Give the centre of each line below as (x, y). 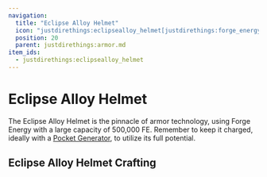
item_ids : (25, 52)
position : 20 (37, 38)
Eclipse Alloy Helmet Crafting (82, 163)
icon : (25, 30)
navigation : (28, 15)
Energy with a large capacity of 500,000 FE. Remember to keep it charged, (131, 129)
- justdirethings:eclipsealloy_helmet (80, 60)
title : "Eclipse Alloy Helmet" (67, 23)
